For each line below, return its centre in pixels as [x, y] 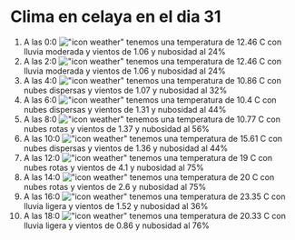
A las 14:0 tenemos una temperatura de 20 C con [149, 177]
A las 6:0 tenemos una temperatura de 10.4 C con [150, 100]
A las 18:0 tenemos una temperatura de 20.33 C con [155, 215]
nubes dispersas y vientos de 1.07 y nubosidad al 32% [125, 90]
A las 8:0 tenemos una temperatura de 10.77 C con [152, 119]
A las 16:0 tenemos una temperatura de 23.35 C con [154, 196]
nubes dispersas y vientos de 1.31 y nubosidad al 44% [125, 109]
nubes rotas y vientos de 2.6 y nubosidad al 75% [115, 186]
